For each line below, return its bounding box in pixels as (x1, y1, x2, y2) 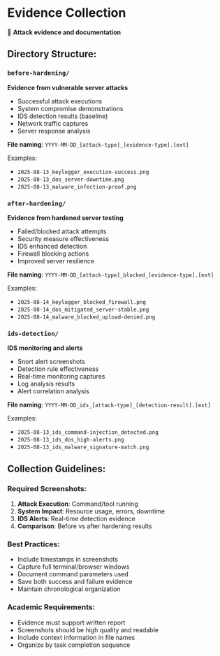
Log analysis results (17, 379, 75, 388)
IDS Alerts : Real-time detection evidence (17, 514, 136, 523)
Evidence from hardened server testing (7, 213, 124, 221)
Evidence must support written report (17, 618, 126, 627)
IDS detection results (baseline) (17, 112, 108, 120)
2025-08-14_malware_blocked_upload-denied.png (17, 313, 156, 321)
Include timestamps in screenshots (17, 555, 119, 564)
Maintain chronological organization (17, 585, 121, 593)
